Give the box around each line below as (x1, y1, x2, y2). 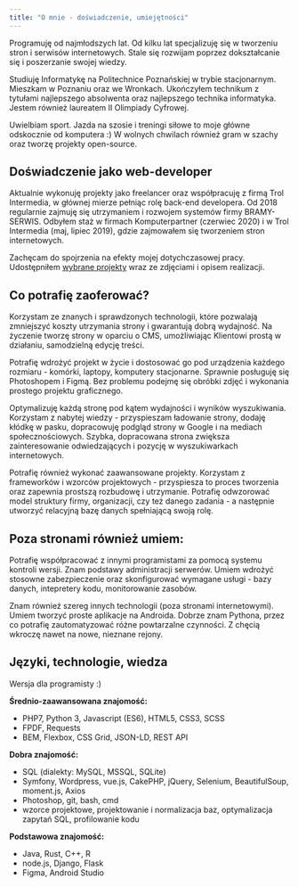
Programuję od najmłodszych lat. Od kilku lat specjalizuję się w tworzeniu (9, 37, 278, 48)
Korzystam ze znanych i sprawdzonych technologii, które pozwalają (9, 311, 258, 322)
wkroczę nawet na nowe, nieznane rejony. (9, 629, 164, 640)
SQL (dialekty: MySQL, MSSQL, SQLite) (21, 766, 166, 776)
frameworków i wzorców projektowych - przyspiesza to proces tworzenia (9, 477, 279, 488)
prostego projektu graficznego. (9, 385, 124, 397)
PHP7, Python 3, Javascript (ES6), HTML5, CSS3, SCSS (21, 712, 225, 723)
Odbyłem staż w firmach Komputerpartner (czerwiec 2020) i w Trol (43, 216, 289, 227)
